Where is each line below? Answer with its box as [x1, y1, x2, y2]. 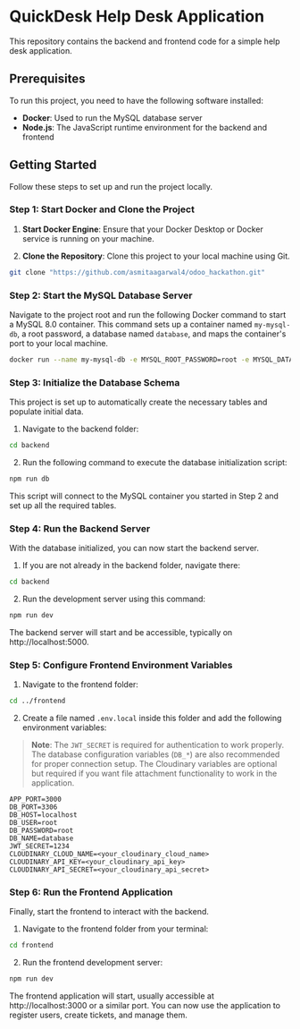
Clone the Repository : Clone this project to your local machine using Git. [21, 251, 290, 261]
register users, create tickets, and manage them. [9, 1009, 187, 1021]
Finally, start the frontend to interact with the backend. [9, 906, 210, 917]
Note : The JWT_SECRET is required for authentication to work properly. [30, 740, 284, 751]
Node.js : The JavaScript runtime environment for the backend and [21, 122, 268, 132]
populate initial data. [9, 406, 84, 417]
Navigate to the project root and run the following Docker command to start [9, 310, 287, 320]
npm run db [9, 474, 50, 484]
